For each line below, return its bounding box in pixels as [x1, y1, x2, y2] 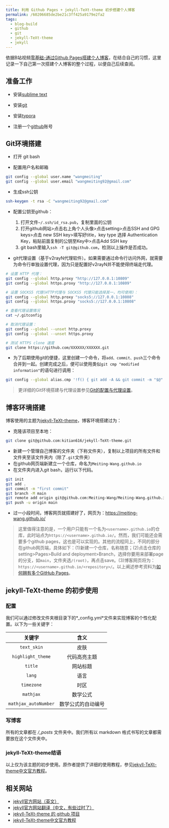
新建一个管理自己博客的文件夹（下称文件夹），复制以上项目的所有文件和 [13, 448, 160, 454]
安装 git [13, 102, 28, 108]
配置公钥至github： [13, 209, 53, 214]
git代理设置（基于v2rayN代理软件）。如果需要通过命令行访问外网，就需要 [13, 255, 163, 261]
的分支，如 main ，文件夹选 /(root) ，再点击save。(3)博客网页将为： [18, 558, 155, 564]
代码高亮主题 [67, 653, 97, 660]
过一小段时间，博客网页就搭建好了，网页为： [13, 510, 106, 516]
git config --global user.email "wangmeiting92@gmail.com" [6, 179, 132, 184]
